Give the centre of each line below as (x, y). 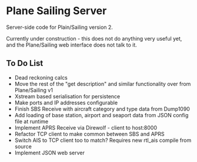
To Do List (25, 63)
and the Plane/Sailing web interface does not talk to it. (71, 45)
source (23, 146)
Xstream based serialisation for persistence (67, 96)
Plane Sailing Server (56, 11)
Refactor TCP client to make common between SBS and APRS (89, 134)
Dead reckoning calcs (41, 77)
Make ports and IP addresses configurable (66, 103)
